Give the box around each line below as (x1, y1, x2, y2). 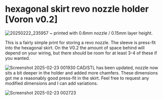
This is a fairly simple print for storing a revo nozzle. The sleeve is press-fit (5, 39, 156, 45)
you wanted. (5, 55, 30, 61)
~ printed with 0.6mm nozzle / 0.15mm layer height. (49, 30, 153, 36)
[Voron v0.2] (5, 14, 58, 25)
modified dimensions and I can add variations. (5, 80, 98, 86)
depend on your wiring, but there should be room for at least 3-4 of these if (5, 50, 158, 56)
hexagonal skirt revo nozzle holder (5, 3, 149, 15)
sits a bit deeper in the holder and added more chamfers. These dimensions (5, 70, 158, 75)
